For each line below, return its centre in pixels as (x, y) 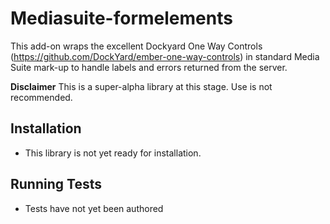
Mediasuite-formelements (121, 18)
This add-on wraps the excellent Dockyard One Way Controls (136, 46)
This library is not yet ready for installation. (113, 153)
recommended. (41, 97)
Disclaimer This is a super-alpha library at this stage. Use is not (141, 86)
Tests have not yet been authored (94, 208)
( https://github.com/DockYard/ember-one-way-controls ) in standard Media (165, 56)
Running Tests (56, 184)
